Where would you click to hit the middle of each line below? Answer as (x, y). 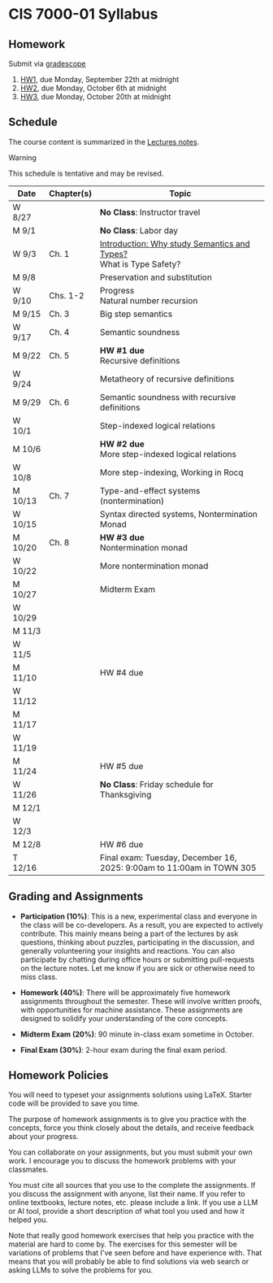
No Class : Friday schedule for (157, 784)
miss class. (39, 976)
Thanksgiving (126, 794)
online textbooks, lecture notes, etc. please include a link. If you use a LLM (133, 1203)
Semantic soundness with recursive (168, 397)
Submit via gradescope (48, 63)
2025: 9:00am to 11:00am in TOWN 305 (178, 868)
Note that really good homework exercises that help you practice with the (131, 1236)
